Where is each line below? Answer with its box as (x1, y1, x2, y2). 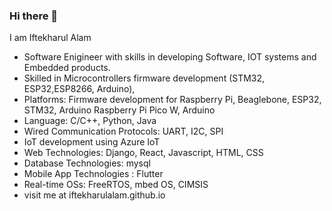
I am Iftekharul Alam (9, 32, 92, 44)
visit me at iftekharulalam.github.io (23, 189, 166, 201)
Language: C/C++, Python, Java (23, 115, 157, 127)
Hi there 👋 (9, 9, 59, 23)
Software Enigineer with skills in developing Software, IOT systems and (23, 51, 317, 63)
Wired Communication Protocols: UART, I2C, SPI (23, 125, 224, 138)
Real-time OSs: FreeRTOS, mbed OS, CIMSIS (23, 179, 209, 191)
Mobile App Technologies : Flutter (23, 168, 164, 180)
